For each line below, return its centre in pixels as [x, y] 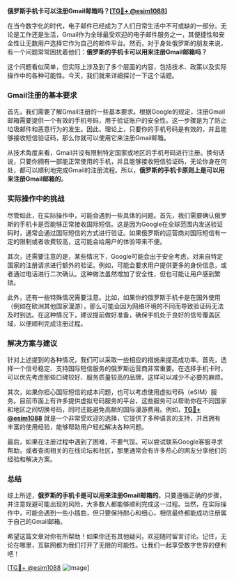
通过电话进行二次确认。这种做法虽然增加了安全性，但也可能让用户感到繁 [117, 273]
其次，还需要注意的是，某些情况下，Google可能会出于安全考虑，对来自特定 [115, 256]
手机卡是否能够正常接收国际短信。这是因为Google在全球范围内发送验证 [121, 224]
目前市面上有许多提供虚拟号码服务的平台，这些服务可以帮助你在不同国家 [123, 400]
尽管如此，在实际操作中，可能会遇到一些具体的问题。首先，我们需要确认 [111, 215]
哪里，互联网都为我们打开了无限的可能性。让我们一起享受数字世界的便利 [123, 545]
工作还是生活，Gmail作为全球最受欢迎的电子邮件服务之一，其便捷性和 [119, 35]
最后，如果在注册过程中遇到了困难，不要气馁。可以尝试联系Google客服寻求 [115, 442]
